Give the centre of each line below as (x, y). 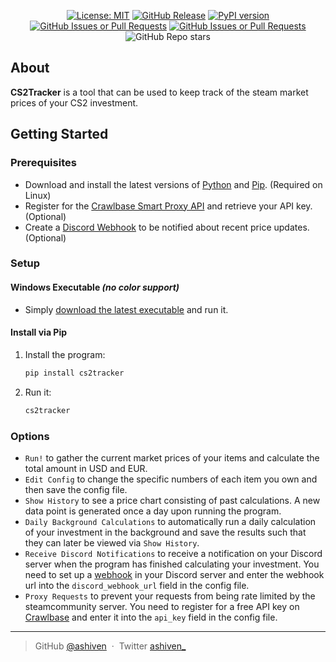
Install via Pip (39, 332)
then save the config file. (76, 489)
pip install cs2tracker (74, 373)
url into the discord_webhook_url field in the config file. (137, 585)
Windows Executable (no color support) (95, 287)
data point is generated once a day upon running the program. (153, 511)
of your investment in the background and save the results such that (165, 532)
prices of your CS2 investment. (74, 102)
